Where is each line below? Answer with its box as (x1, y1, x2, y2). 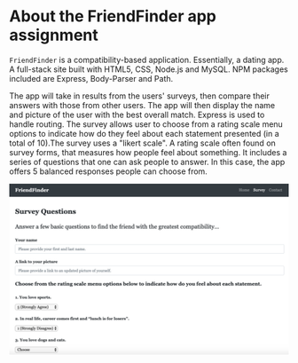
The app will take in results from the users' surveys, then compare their (9, 91, 271, 101)
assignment (9, 25, 99, 45)
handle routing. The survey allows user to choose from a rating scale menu (9, 118, 284, 130)
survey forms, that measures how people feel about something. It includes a (9, 146, 287, 157)
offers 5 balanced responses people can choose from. (9, 166, 208, 177)
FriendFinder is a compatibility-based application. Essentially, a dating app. (9, 54, 285, 65)
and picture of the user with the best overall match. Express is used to (9, 109, 265, 120)
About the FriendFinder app (9, 6, 217, 27)
